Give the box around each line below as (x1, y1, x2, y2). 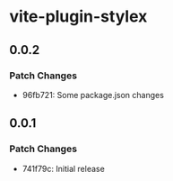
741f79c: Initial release (22, 163, 105, 174)
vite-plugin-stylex (9, 6, 148, 27)
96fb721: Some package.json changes (22, 89, 164, 100)
